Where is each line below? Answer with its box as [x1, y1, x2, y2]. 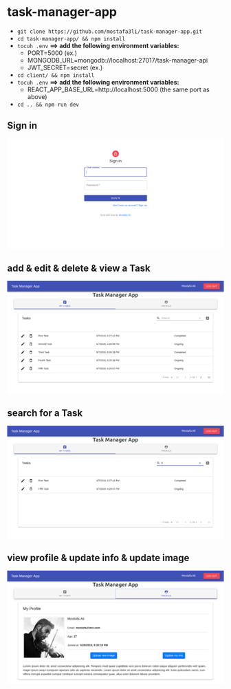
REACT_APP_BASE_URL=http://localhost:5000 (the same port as [27, 85, 210, 94]
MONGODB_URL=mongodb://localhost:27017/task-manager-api [27, 56, 208, 64]
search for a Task [7, 407, 83, 419]
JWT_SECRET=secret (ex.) [27, 63, 103, 72]
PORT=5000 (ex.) [27, 49, 78, 57]
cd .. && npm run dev [16, 101, 79, 108]
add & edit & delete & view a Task [7, 262, 151, 274]
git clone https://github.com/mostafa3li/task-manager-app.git [16, 28, 203, 35]
